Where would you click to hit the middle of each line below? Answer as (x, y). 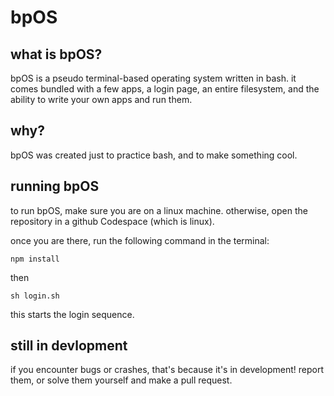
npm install (35, 259)
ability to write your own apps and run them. (101, 99)
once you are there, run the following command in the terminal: (140, 240)
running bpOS (55, 186)
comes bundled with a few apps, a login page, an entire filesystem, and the (165, 89)
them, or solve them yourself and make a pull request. (121, 380)
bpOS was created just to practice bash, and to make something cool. (154, 155)
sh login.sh (35, 296)
